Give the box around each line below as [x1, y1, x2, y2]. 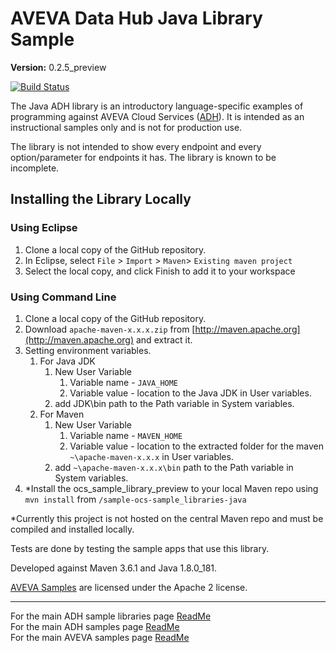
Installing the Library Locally [10, 191, 192, 208]
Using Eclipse [10, 221, 78, 235]
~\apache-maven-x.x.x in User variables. [69, 450, 234, 462]
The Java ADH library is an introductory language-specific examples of [10, 100, 304, 112]
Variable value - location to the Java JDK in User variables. [69, 387, 312, 399]
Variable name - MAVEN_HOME [69, 429, 183, 441]
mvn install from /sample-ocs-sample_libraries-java [24, 493, 247, 505]
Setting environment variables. [24, 344, 152, 356]
